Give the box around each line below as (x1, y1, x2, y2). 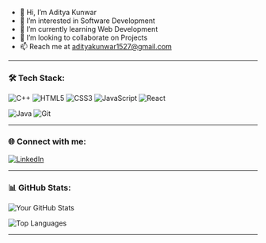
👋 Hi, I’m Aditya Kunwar (19, 8, 97, 17)
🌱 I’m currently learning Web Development (19, 25, 158, 33)
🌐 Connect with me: (8, 136, 87, 147)
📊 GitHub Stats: (8, 182, 71, 193)
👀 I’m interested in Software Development (19, 16, 156, 25)
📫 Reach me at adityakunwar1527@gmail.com (19, 42, 173, 51)
